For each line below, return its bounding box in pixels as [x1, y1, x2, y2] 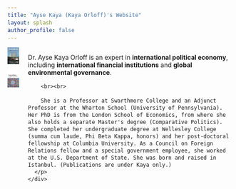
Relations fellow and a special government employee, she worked [28, 147, 226, 155]
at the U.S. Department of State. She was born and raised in [28, 154, 217, 162]
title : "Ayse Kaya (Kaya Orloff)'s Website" [7, 11, 142, 19]
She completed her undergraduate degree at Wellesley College [28, 126, 217, 133]
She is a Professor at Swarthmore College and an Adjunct [40, 97, 217, 105]
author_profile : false [7, 26, 75, 34]
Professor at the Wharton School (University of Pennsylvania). [28, 104, 223, 112]
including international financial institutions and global [28, 61, 193, 69]
